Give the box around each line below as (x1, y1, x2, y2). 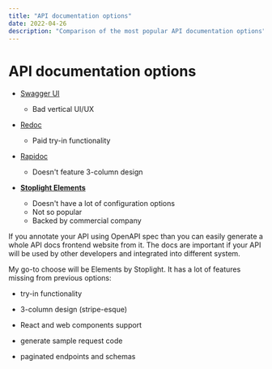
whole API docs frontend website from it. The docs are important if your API (8, 240, 261, 250)
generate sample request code (19, 336, 123, 345)
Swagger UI (19, 88, 60, 98)
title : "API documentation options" (8, 11, 132, 20)
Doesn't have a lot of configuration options (32, 199, 176, 208)
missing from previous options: (8, 273, 112, 283)
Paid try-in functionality (32, 135, 111, 146)
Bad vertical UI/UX (32, 105, 95, 114)
